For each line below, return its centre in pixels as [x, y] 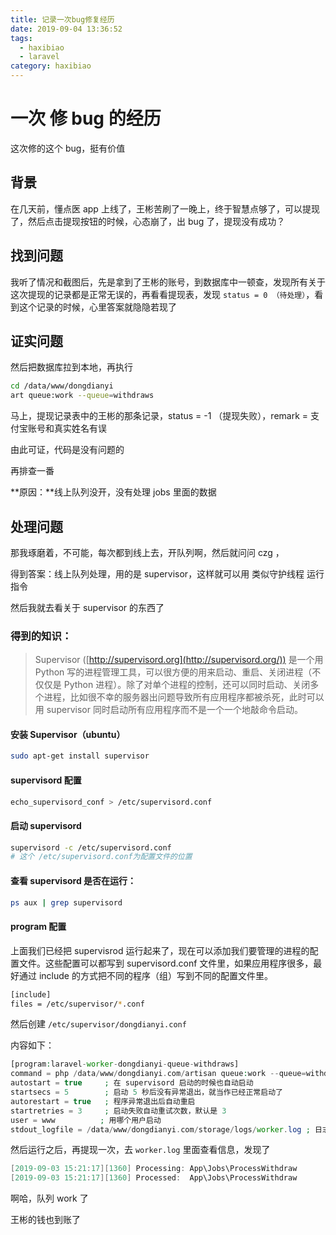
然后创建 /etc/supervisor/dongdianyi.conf [98, 1024]
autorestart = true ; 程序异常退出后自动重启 [103, 1101]
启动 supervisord [46, 825]
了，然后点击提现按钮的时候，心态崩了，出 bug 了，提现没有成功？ [148, 221]
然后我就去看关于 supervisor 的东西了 [87, 607]
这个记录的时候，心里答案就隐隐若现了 [97, 307]
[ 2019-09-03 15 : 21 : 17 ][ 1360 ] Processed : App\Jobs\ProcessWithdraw [154, 1178]
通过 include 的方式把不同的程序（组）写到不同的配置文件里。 [145, 975]
